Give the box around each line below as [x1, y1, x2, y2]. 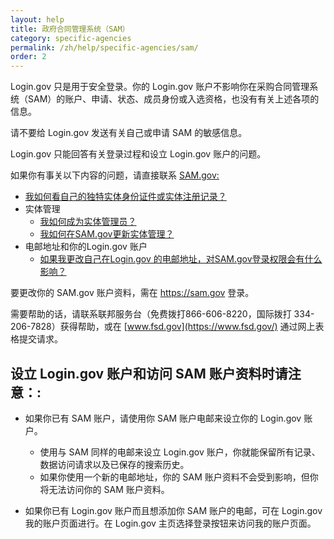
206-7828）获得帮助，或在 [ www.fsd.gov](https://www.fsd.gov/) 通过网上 [10, 321, 316, 333]
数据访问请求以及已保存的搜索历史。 [39, 458, 190, 470]
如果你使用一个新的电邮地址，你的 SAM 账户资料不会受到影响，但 [39, 471, 310, 483]
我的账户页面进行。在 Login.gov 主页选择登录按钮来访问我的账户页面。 [24, 517, 317, 529]
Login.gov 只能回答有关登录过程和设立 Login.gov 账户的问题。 [10, 148, 267, 160]
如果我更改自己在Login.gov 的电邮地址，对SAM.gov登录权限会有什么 [39, 253, 323, 265]
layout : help [10, 14, 65, 25]
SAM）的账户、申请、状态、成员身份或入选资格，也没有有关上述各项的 [27, 93, 320, 105]
